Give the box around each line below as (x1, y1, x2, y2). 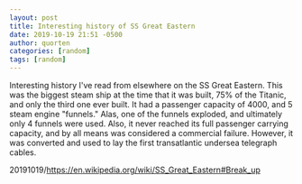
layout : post (9, 13, 59, 23)
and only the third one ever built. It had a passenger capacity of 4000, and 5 (9, 99, 293, 109)
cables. (9, 147, 37, 158)
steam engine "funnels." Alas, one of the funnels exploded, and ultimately (9, 109, 282, 119)
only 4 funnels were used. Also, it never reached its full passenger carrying (9, 118, 288, 129)
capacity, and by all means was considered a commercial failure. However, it (9, 128, 294, 138)
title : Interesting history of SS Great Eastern (9, 22, 196, 31)
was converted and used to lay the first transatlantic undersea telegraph (9, 137, 278, 148)
